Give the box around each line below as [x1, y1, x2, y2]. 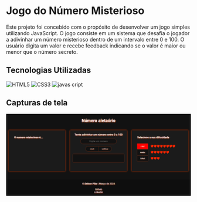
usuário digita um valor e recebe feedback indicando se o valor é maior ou [6, 42, 186, 49]
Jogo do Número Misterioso [6, 4, 145, 18]
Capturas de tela [6, 98, 68, 108]
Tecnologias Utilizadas [6, 66, 91, 76]
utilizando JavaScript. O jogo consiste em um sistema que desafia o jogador [6, 29, 190, 36]
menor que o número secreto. [6, 48, 78, 55]
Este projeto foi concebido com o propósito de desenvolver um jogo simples [6, 23, 191, 30]
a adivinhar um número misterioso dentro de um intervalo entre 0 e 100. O [6, 36, 185, 43]
